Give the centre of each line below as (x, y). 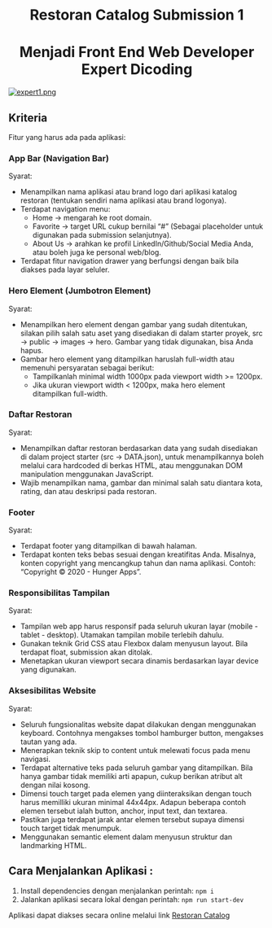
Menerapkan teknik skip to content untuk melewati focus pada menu (135, 750)
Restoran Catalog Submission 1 (137, 15)
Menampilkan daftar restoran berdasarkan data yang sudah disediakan (139, 448)
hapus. (32, 350)
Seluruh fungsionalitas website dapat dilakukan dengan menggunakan (138, 724)
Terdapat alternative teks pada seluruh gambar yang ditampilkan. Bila (136, 768)
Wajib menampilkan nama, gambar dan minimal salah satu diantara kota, (141, 483)
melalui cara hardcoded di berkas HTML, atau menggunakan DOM (131, 465)
